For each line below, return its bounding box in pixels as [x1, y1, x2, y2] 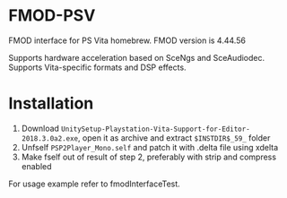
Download [21, 123, 60, 133]
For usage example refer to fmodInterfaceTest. [8, 178, 180, 189]
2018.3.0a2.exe [21, 133, 79, 143]
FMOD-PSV [8, 5, 96, 26]
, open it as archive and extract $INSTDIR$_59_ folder [78, 132, 271, 143]
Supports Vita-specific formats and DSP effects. [8, 62, 187, 73]
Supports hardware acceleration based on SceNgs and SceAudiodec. [8, 52, 265, 63]
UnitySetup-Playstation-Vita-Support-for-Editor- [61, 125, 250, 133]
